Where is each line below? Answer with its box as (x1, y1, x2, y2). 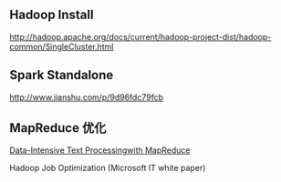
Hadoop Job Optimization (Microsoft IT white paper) (9, 163, 206, 174)
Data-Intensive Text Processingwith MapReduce (9, 145, 191, 156)
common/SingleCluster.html (9, 41, 114, 52)
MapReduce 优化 (9, 120, 107, 136)
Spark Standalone (9, 67, 114, 83)
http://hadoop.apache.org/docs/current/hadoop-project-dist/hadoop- (9, 31, 272, 42)
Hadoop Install (9, 7, 94, 23)
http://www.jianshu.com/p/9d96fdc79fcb (9, 91, 164, 103)
